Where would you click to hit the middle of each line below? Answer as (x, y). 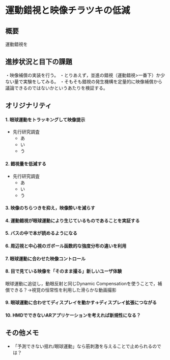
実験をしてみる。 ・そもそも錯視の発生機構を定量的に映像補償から (93, 81)
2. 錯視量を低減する (26, 164)
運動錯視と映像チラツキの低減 (68, 10)
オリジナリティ (29, 106)
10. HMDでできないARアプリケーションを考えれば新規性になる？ (73, 315)
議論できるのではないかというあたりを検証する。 (56, 88)
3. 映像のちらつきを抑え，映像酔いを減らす (50, 208)
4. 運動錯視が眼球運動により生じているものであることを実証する (73, 220)
